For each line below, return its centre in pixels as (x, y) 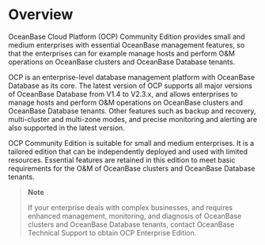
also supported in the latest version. (66, 128)
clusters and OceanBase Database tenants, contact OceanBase (131, 224)
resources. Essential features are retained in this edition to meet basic (122, 159)
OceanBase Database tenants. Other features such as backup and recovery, (132, 111)
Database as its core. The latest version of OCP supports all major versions (131, 86)
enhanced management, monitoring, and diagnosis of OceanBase (134, 216)
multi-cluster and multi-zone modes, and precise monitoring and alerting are (133, 119)
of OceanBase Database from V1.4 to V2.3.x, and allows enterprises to (123, 94)
